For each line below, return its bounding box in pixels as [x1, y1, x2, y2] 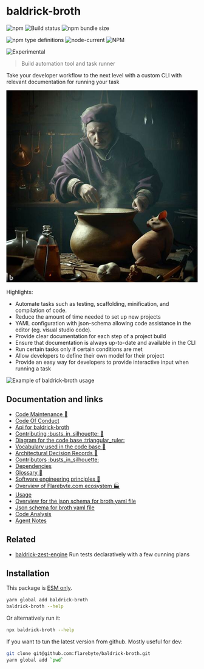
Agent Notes [15, 517, 47, 524]
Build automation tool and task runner [21, 60, 115, 67]
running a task [15, 364, 52, 372]
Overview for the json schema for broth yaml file [15, 497, 137, 504]
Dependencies [15, 462, 52, 470]
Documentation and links [6, 394, 103, 405]
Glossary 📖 [15, 469, 43, 476]
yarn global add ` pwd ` [6, 657, 64, 663]
